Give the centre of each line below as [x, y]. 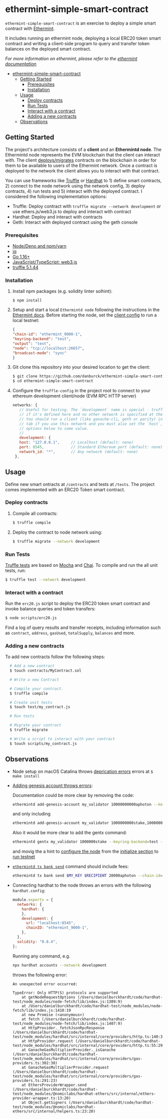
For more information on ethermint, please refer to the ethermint [71, 58]
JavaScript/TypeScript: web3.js [45, 262]
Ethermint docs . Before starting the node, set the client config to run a [84, 315]
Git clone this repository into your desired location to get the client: [81, 367]
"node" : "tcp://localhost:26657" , [48, 348]
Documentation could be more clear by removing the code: [73, 795]
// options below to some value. [54, 428]
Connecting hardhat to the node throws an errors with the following [82, 885]
